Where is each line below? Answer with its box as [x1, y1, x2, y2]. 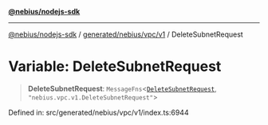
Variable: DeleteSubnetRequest [8, 57, 222, 76]
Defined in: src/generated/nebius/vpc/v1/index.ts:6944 [8, 107, 189, 117]
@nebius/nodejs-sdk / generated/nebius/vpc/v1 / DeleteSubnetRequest [8, 29, 243, 39]
